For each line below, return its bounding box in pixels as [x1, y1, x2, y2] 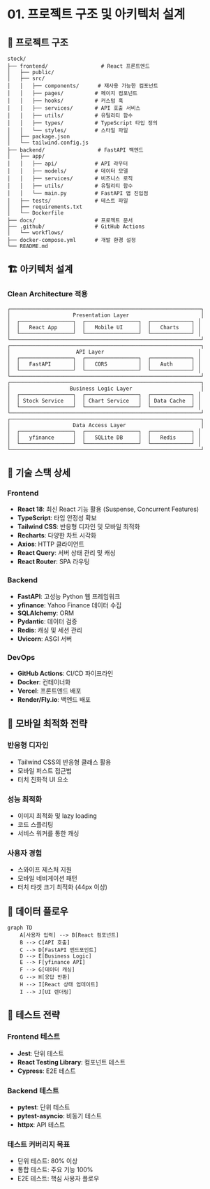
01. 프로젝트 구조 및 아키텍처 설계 [7, 6, 186, 22]
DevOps [7, 652, 36, 662]
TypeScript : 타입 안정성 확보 [17, 514, 97, 522]
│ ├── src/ [7, 75, 45, 82]
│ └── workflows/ [7, 229, 64, 236]
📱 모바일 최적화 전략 [7, 718, 88, 730]
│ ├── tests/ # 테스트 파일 [7, 197, 128, 204]
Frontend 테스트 [7, 1032, 61, 1042]
